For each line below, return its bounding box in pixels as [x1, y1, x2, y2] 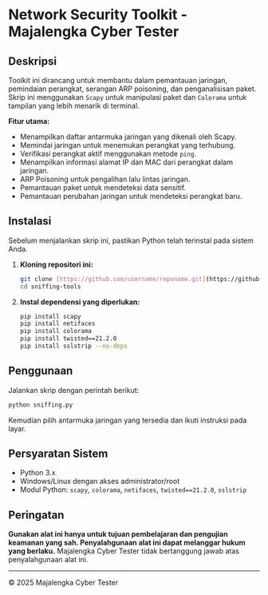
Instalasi [8, 214, 52, 228]
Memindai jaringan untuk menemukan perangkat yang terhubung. [19, 141, 236, 149]
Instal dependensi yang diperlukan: [19, 297, 140, 307]
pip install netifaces [19, 319, 96, 328]
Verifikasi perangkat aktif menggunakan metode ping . [19, 149, 197, 158]
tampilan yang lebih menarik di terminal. [8, 101, 140, 110]
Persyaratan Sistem [8, 447, 108, 461]
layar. [8, 423, 26, 433]
